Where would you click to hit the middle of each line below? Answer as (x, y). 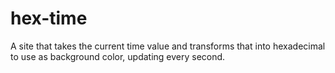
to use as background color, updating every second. (118, 56)
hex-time (49, 18)
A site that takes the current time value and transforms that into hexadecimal (168, 46)
